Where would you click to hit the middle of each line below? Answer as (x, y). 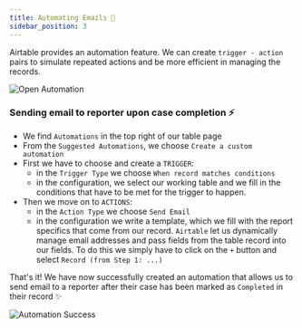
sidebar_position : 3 (49, 26)
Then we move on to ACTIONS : (78, 201)
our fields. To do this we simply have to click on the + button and (156, 249)
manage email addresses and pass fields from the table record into (161, 240)
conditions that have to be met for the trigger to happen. (141, 192)
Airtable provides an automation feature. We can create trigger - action (146, 52)
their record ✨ (36, 296)
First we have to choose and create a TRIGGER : (108, 163)
